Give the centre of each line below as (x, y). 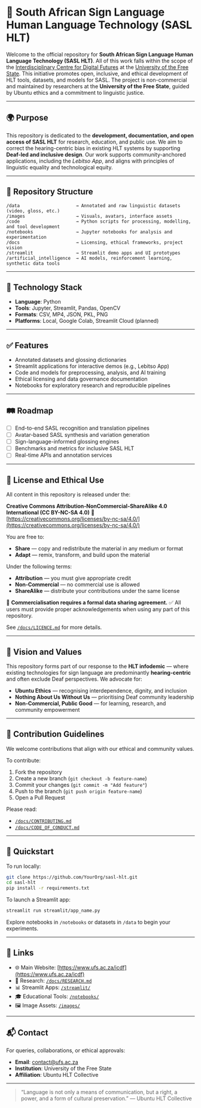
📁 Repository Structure (50, 192)
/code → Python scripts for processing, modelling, (99, 221)
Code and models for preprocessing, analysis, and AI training (90, 373)
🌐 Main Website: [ (37, 967)
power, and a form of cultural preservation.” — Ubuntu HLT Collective (106, 1098)
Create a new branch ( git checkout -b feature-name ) (81, 778)
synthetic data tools (33, 263)
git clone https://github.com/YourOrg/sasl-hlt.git (72, 877)
